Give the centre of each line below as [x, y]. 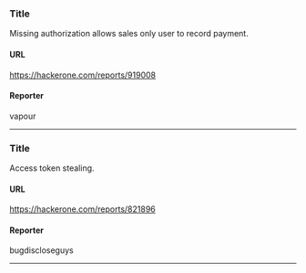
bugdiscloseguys [42, 250]
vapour [23, 116]
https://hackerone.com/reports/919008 [83, 75]
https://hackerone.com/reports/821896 [83, 209]
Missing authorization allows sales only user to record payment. [129, 34]
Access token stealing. [52, 168]
